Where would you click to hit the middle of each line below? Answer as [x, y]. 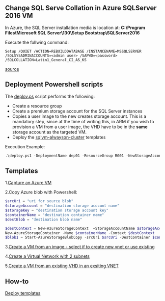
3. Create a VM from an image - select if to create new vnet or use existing [80, 247]
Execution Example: [25, 146]
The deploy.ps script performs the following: [50, 96]
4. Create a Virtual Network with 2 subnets [47, 256]
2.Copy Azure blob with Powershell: [41, 192]
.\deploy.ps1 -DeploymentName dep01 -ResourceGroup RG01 [65, 156]
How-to [17, 281]
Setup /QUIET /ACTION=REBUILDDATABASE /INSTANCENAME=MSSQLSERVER [73, 51]
